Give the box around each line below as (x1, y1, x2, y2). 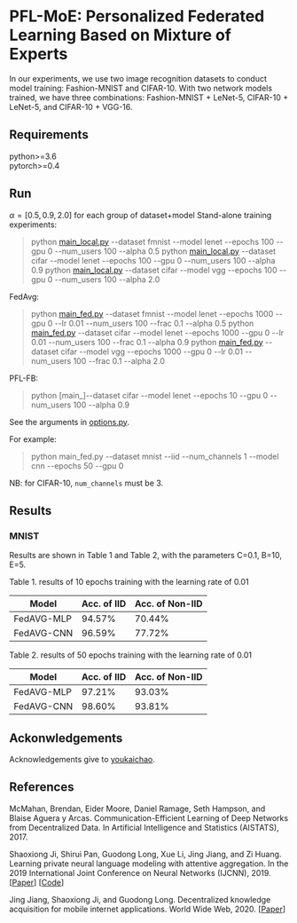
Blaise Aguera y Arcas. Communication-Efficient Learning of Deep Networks (9, 812, 289, 823)
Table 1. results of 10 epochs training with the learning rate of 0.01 (9, 577, 250, 588)
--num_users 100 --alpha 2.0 (54, 273, 160, 285)
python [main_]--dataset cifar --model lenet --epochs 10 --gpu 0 (30, 390, 269, 400)
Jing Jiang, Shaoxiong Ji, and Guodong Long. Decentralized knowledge (9, 894, 271, 904)
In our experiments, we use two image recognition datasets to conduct (9, 73, 268, 83)
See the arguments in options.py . (9, 416, 130, 427)
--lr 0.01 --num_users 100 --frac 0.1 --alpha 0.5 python (54, 318, 254, 328)
